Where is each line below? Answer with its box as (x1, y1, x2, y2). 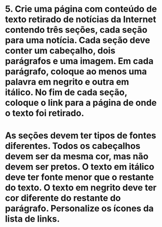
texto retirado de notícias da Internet (5, 14, 156, 25)
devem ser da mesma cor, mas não (5, 151, 149, 162)
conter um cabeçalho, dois (5, 45, 116, 56)
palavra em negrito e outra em (5, 76, 129, 88)
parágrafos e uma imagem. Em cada (5, 55, 154, 67)
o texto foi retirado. (5, 108, 84, 119)
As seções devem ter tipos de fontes (5, 130, 156, 141)
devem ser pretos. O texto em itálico (5, 161, 155, 173)
